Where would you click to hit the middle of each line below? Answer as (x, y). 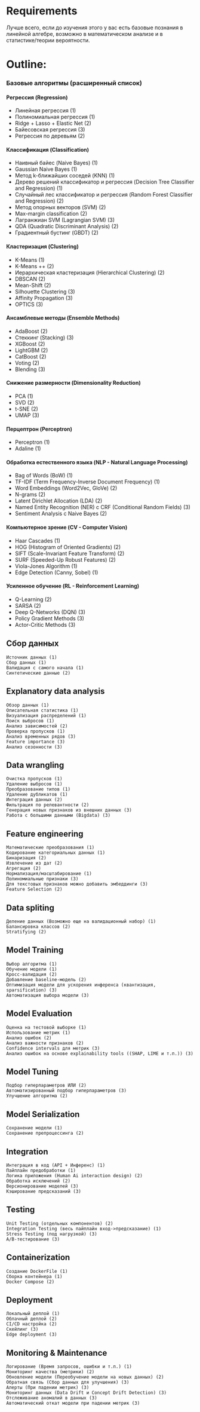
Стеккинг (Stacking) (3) (44, 337)
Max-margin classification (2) (51, 214)
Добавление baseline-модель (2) (46, 979)
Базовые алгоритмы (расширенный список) (74, 83)
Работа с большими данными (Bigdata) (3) (59, 816)
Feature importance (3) (36, 742)
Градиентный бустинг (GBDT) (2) (56, 233)
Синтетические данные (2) (38, 673)
